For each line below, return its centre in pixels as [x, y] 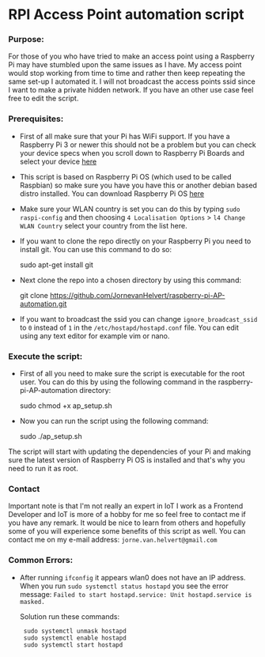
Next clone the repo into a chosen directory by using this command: [130, 280]
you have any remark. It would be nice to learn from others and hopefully [127, 523]
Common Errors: [41, 561]
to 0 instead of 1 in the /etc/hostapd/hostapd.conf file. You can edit [129, 327]
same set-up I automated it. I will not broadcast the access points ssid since [132, 81]
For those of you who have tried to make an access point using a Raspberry [131, 56]
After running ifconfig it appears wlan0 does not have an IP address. [132, 577]
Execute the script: [45, 356]
